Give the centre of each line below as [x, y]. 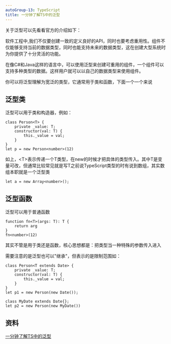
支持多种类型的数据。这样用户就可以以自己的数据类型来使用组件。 [74, 71]
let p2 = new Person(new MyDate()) [43, 306]
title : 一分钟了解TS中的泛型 [33, 15]
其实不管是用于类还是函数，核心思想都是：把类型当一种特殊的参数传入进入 [83, 245]
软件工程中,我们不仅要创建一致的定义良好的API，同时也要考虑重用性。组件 [83, 41]
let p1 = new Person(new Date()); [42, 293]
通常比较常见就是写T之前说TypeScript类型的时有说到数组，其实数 [96, 166]
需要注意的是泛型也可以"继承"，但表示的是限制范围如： [63, 256]
